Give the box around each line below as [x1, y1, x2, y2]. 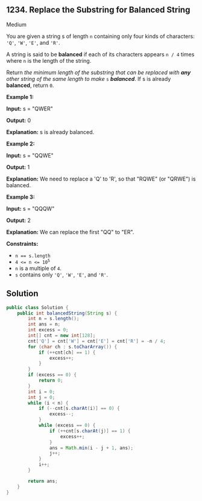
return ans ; [28, 478, 58, 484]
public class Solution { [6, 304, 69, 310]
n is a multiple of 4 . [14, 264, 62, 272]
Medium [6, 21, 27, 28]
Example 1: [6, 93, 34, 100]
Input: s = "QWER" [6, 105, 53, 112]
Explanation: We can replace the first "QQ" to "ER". [6, 228, 134, 235]
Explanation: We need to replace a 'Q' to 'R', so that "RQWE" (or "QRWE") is [6, 175, 196, 182]
